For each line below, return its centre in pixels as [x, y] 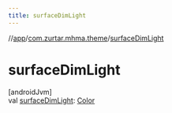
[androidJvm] [30, 92]
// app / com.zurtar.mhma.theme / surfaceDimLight [86, 38]
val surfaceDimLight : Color [52, 100]
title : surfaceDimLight [47, 15]
